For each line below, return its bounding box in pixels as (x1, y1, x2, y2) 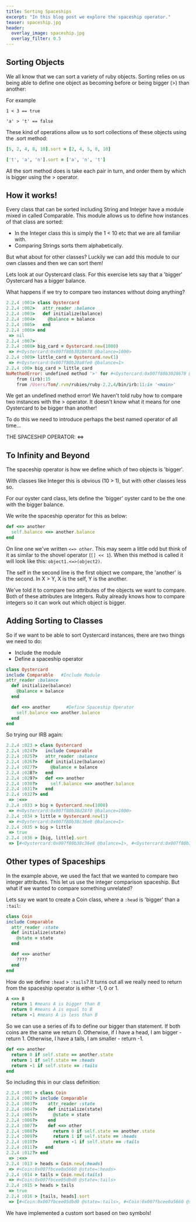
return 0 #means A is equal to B (11, 1007, 93, 1012)
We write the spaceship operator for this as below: (6, 513, 127, 520)
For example (6, 97, 36, 104)
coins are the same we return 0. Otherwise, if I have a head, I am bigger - (6, 1029, 182, 1036)
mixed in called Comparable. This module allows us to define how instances (6, 212, 188, 219)
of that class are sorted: (6, 218, 64, 225)
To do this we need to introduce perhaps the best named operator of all (6, 416, 178, 423)
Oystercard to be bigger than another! (6, 404, 97, 411)
